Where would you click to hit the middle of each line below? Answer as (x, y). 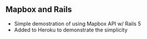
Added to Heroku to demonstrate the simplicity (71, 30)
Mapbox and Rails (39, 10)
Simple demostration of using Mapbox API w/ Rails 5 (78, 23)
